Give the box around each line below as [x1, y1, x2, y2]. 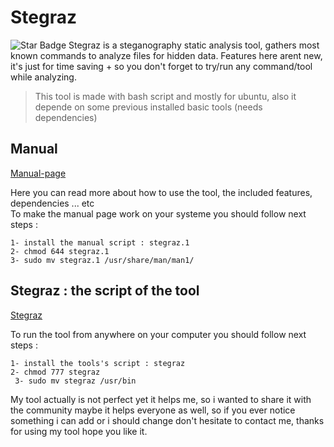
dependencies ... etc [10, 197, 95, 209]
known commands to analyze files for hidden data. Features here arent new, [10, 49, 323, 61]
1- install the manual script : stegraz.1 [10, 237, 190, 248]
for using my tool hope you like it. [10, 425, 148, 437]
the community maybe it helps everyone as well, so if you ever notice [10, 404, 296, 416]
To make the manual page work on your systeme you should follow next [10, 207, 307, 220]
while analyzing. [10, 71, 77, 83]
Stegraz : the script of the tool [10, 282, 200, 300]
